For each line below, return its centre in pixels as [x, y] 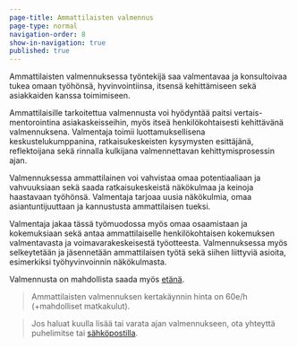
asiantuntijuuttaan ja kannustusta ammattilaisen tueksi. [110, 206]
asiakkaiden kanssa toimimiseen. [70, 96]
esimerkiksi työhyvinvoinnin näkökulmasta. [88, 262]
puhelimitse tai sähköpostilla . [85, 334]
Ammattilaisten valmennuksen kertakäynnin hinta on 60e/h [139, 297]
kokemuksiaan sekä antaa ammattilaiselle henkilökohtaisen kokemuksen [142, 233]
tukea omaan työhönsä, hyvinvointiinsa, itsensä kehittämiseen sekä [133, 86]
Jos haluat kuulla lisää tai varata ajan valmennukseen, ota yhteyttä [153, 324]
